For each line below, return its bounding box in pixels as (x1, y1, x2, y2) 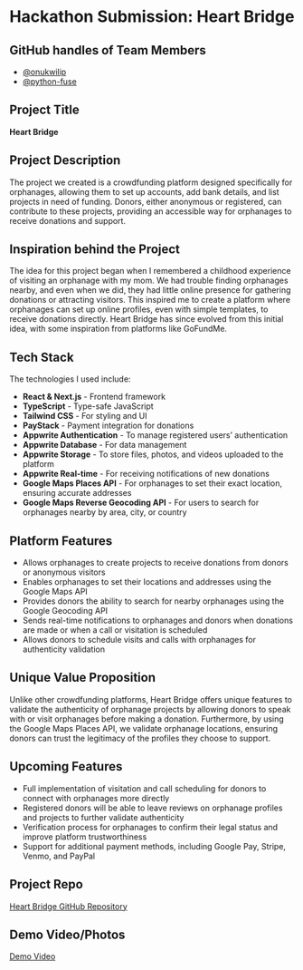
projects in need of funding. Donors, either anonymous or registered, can (9, 196, 282, 207)
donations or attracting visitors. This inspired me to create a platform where (9, 295, 291, 306)
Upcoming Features (9, 759, 123, 774)
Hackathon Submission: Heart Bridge (9, 6, 295, 27)
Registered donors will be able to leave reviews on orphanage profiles (22, 802, 283, 813)
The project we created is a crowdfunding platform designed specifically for (9, 177, 293, 188)
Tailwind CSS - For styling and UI (22, 411, 147, 422)
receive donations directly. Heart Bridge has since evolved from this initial (9, 314, 284, 325)
